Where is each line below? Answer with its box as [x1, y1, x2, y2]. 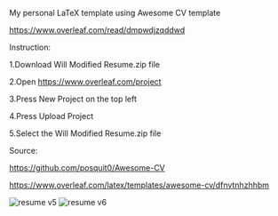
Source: [9, 146, 38, 156]
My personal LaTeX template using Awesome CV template [9, 8, 221, 18]
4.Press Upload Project [9, 111, 94, 121]
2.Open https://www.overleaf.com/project [9, 76, 162, 87]
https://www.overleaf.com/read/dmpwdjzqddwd [9, 25, 186, 35]
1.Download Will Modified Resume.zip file [9, 60, 160, 69]
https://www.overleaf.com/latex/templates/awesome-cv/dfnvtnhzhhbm [9, 180, 269, 190]
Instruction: [9, 42, 52, 52]
